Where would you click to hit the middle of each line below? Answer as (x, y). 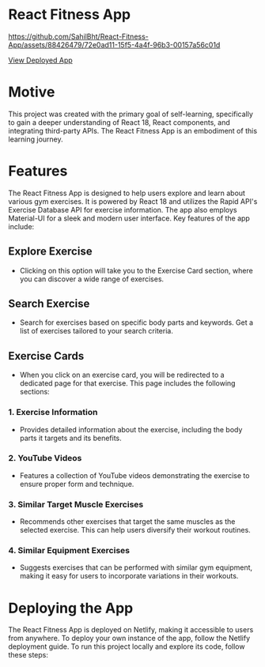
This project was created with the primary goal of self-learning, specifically (131, 114)
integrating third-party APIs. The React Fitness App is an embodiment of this (133, 130)
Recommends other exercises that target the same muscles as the (127, 522)
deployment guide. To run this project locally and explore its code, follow (127, 646)
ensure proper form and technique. (77, 484)
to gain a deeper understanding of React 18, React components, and (119, 122)
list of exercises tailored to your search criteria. (97, 331)
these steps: (28, 655)
